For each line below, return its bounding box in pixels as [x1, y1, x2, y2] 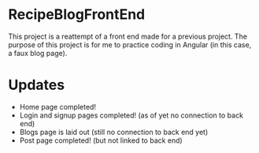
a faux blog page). [8, 48, 68, 58]
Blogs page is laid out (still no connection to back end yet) [19, 127, 209, 136]
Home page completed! [19, 102, 97, 111]
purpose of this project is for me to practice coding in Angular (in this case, [8, 39, 252, 49]
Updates [8, 76, 65, 94]
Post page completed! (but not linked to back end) [19, 136, 183, 145]
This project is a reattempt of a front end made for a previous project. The [8, 32, 248, 41]
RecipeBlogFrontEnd [8, 6, 146, 24]
